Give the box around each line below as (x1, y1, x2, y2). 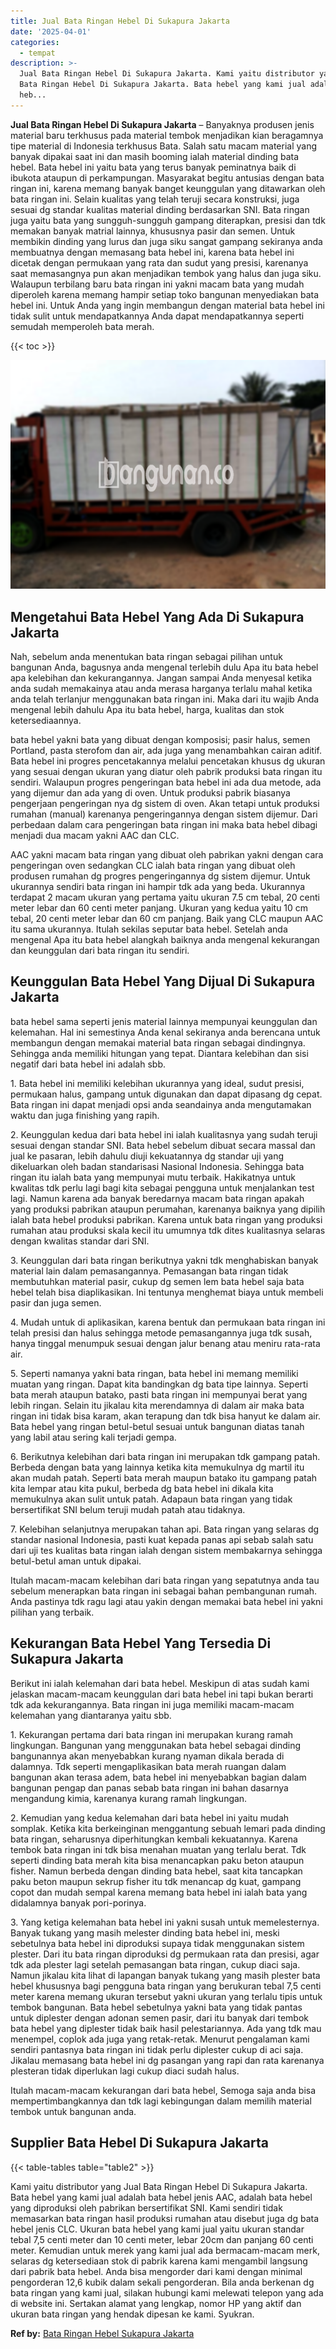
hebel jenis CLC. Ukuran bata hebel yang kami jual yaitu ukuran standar (10, 2223, 305, 2235)
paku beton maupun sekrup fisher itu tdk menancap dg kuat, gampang (10, 1875, 302, 1887)
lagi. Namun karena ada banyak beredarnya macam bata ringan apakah (10, 1192, 305, 1204)
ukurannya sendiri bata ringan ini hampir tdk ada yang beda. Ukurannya (10, 881, 306, 893)
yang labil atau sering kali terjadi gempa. (10, 1431, 177, 1443)
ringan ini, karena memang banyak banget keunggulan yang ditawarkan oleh (10, 182, 326, 194)
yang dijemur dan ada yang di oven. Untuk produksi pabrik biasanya (10, 787, 291, 799)
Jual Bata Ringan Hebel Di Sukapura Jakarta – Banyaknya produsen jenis (10, 118, 315, 130)
